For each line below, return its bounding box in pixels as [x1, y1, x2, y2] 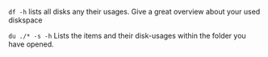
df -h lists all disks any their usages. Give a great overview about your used [8, 7, 261, 16]
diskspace [8, 15, 43, 25]
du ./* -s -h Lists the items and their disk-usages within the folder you [8, 31, 246, 40]
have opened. [8, 39, 54, 49]
